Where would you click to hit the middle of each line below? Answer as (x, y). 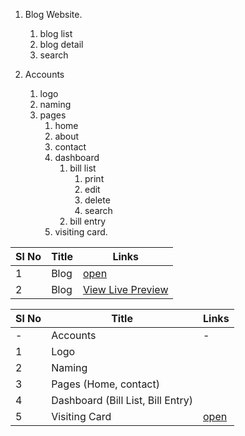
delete (97, 200)
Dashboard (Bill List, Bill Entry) (122, 400)
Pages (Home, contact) (105, 384)
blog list (56, 33)
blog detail (61, 44)
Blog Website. (53, 14)
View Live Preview (125, 289)
